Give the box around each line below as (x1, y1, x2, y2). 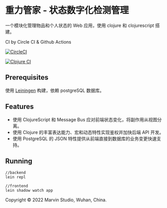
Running (5, 157, 33, 165)
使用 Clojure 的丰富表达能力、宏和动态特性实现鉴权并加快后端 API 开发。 (12, 129, 164, 135)
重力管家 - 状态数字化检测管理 (5, 5, 129, 16)
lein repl (5, 175, 26, 180)
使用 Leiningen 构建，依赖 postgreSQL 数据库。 (5, 87, 105, 93)
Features (5, 102, 34, 111)
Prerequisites (5, 73, 49, 82)
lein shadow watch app (5, 188, 53, 193)
